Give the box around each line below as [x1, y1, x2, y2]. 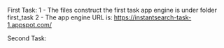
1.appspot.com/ [7, 21, 52, 29]
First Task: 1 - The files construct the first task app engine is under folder [7, 6, 218, 14]
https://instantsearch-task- [113, 13, 192, 22]
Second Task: [7, 34, 47, 42]
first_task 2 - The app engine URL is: [7, 13, 113, 22]
